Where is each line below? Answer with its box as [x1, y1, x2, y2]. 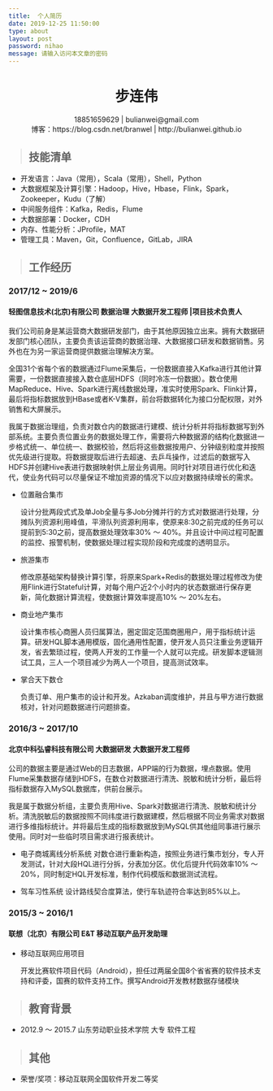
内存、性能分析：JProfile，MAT [19, 224, 126, 234]
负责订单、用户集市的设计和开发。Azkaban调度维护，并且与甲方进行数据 [19, 692, 264, 702]
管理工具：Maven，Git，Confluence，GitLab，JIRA [19, 234, 193, 244]
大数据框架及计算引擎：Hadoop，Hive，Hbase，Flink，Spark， [19, 184, 233, 193]
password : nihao [8, 42, 63, 50]
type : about [8, 27, 49, 35]
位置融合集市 [19, 489, 63, 500]
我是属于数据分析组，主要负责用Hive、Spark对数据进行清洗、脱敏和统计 [8, 802, 250, 811]
